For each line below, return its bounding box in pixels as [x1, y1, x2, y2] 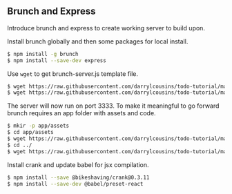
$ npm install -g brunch [7, 50, 79, 57]
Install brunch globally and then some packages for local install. [7, 37, 188, 46]
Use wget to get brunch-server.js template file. [7, 69, 138, 78]
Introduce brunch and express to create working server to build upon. [7, 23, 206, 32]
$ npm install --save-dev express [7, 57, 107, 64]
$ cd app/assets [7, 129, 54, 136]
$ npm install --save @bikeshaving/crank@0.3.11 [7, 174, 150, 181]
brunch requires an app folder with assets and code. [7, 109, 157, 117]
